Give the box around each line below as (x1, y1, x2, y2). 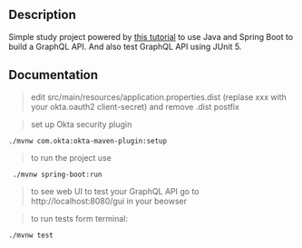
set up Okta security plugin (30, 118, 132, 130)
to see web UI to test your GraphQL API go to (30, 185, 200, 196)
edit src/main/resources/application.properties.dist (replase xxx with (30, 91, 287, 103)
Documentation (8, 67, 99, 83)
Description (8, 7, 76, 23)
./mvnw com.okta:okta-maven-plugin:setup (8, 136, 168, 145)
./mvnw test (8, 231, 54, 240)
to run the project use (30, 152, 112, 163)
